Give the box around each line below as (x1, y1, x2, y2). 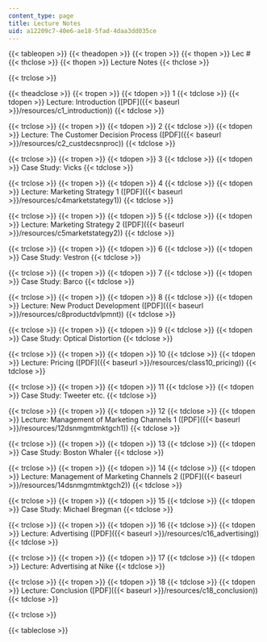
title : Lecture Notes (8, 19, 81, 27)
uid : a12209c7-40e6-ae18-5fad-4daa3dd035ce (8, 27, 157, 35)
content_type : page (8, 11, 74, 20)
